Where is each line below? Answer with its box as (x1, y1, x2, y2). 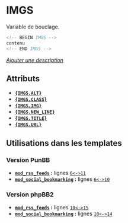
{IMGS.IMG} (14, 103, 42, 109)
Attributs (6, 74, 40, 84)
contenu (6, 40, 25, 46)
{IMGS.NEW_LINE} (14, 109, 55, 116)
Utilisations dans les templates (6, 138, 123, 148)
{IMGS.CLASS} (14, 97, 47, 103)
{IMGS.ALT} (14, 90, 42, 97)
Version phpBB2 (6, 190, 55, 199)
